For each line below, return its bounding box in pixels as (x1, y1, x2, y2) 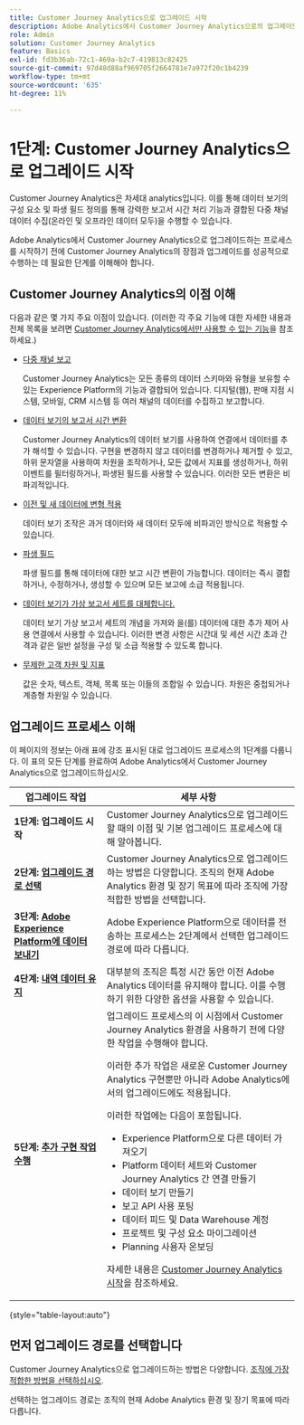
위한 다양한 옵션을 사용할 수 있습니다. (125, 993, 274, 1005)
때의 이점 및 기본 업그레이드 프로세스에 (117, 822, 271, 835)
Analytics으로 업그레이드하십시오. (9, 767, 129, 778)
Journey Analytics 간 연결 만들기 (121, 1173, 256, 1185)
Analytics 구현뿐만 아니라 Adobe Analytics (107, 1073, 282, 1086)
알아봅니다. (117, 836, 162, 849)
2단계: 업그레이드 (14, 866, 83, 879)
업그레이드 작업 (25, 791, 87, 803)
